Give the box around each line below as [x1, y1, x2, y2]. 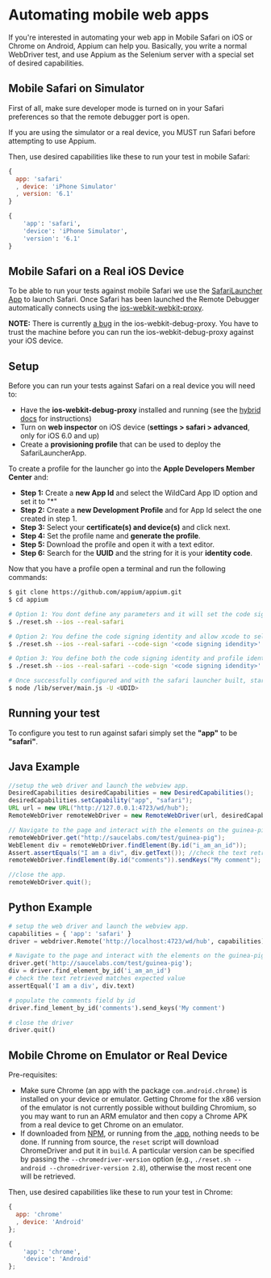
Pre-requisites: [8, 1070, 58, 1080]
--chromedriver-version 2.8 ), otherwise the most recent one [49, 1163, 252, 1173]
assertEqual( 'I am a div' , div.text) [8, 981, 135, 990]
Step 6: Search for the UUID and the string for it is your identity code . [19, 548, 252, 558]
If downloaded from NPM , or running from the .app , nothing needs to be [19, 1128, 260, 1138]
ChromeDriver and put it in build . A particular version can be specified [19, 1146, 255, 1156]
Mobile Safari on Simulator [8, 82, 145, 95]
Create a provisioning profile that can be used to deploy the [19, 439, 222, 450]
